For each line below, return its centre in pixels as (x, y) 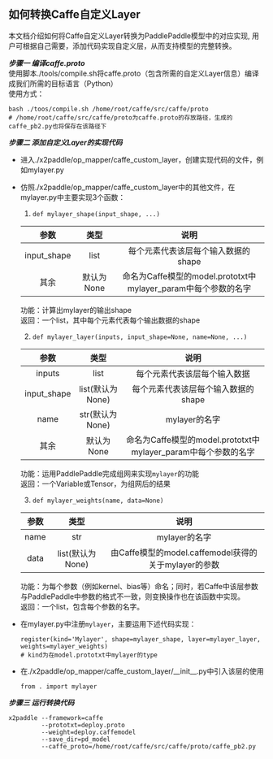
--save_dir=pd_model (76, 739)
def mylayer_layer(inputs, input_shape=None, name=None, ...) (140, 337)
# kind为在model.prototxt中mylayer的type (89, 655)
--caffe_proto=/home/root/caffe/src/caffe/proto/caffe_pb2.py (148, 746)
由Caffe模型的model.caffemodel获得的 (184, 553)
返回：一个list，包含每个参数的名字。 (82, 606)
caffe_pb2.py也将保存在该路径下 (58, 126)
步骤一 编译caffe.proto (47, 63)
